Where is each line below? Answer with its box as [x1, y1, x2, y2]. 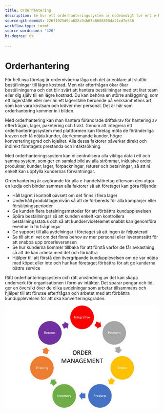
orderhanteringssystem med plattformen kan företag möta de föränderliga [5, 128, 154, 133]
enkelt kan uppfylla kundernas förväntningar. [5, 168, 95, 174]
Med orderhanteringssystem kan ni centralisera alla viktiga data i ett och [5, 152, 150, 158]
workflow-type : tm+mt [5, 23, 49, 28]
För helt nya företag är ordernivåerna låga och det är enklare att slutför [5, 76, 147, 83]
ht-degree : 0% [5, 34, 34, 39]
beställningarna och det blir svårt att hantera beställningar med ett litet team [5, 87, 158, 93]
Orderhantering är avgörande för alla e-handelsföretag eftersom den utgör [5, 177, 155, 183]
